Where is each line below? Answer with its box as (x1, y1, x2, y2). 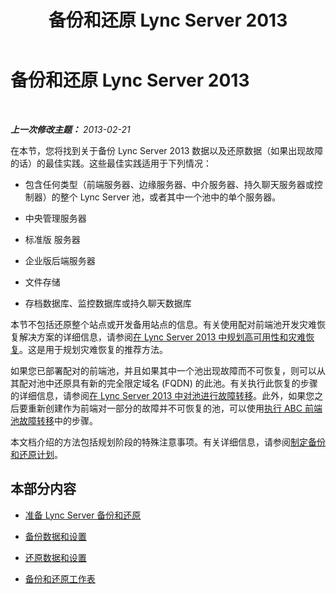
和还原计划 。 (10, 448, 63, 460)
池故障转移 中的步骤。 (10, 414, 98, 426)
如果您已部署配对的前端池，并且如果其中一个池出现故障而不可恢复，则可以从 (10, 364, 326, 376)
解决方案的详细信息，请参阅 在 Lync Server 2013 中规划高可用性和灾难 (18, 331, 307, 343)
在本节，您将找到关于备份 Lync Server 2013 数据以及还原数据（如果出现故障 (10, 144, 324, 156)
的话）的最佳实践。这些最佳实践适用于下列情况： (10, 157, 212, 169)
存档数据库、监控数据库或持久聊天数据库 (24, 297, 192, 309)
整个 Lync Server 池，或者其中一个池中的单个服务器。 (59, 191, 282, 203)
